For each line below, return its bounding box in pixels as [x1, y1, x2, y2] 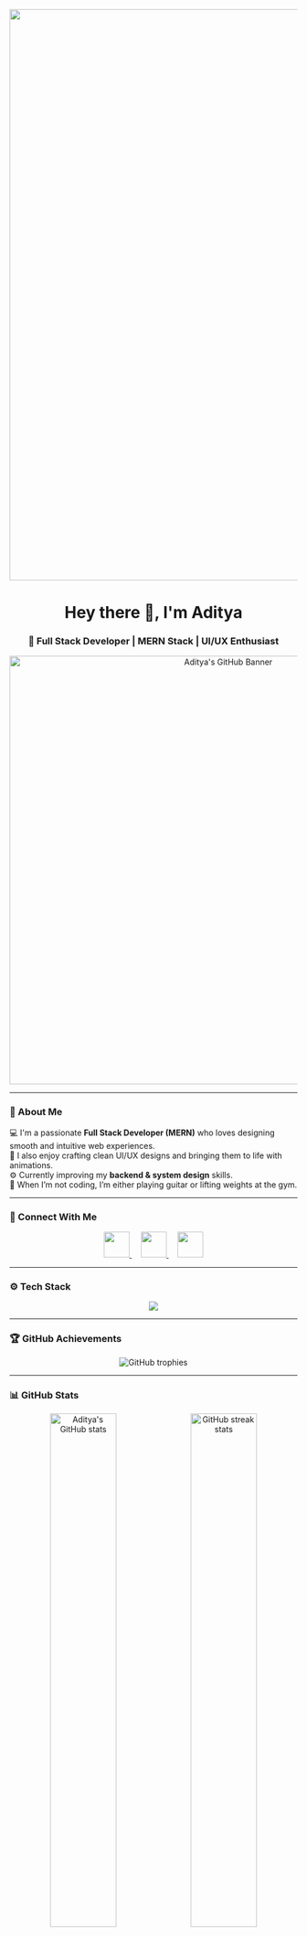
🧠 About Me [9, 1106, 63, 1119]
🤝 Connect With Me [9, 1210, 98, 1223]
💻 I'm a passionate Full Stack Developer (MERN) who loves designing [9, 1127, 276, 1138]
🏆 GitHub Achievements [9, 1333, 122, 1346]
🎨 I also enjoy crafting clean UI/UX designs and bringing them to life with [9, 1150, 283, 1161]
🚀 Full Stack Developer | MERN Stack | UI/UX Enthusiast [27, 635, 280, 648]
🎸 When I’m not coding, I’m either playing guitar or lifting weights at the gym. [9, 1179, 298, 1190]
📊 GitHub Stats [9, 1388, 79, 1401]
